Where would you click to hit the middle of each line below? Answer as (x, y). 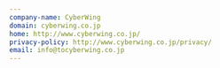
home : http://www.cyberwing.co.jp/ (75, 34)
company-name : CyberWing (55, 17)
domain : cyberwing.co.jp (55, 26)
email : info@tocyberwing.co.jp (67, 50)
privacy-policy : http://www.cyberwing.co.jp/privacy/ (111, 42)
